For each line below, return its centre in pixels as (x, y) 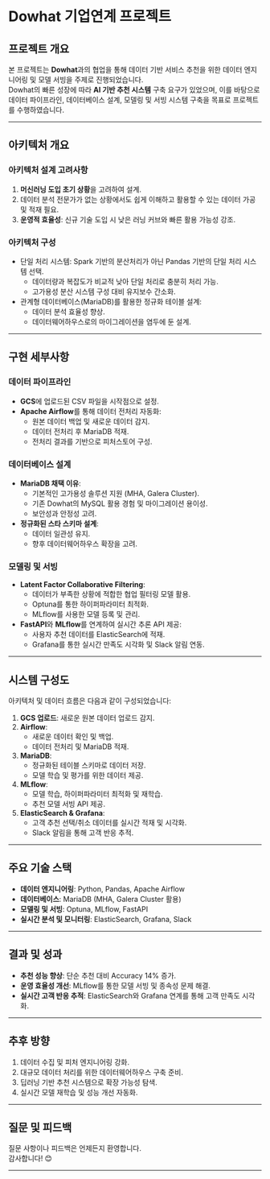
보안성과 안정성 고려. (64, 513)
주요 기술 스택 (40, 868)
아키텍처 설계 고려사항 (48, 170)
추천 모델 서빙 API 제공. (69, 804)
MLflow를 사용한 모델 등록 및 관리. (86, 614)
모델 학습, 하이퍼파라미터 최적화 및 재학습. (97, 794)
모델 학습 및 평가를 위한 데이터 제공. (88, 776)
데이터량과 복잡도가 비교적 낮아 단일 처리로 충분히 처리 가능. (125, 281)
